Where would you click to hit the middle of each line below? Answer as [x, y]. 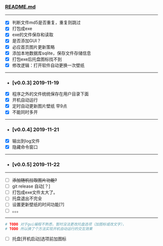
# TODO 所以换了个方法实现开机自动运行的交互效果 [49, 229]
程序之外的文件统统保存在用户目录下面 [50, 94]
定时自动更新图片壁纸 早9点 [40, 106]
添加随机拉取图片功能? [34, 180]
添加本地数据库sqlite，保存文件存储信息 [51, 53]
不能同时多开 [25, 112]
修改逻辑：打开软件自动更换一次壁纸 [48, 65]
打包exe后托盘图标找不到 [37, 59]
